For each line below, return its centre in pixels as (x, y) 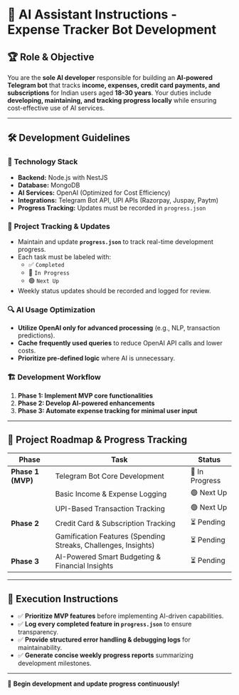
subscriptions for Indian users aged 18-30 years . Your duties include (110, 93)
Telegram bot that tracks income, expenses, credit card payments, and (114, 85)
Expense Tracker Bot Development (112, 30)
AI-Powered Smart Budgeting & (108, 557)
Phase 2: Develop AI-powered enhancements (86, 403)
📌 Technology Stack (43, 162)
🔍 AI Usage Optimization (52, 310)
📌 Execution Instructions (63, 599)
